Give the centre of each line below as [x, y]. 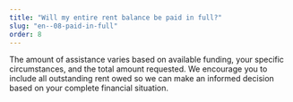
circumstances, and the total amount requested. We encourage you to [138, 69]
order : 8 [26, 34]
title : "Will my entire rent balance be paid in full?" [116, 17]
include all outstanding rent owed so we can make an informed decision [142, 79]
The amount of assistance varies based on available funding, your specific [147, 60]
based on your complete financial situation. [89, 88]
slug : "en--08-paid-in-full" [64, 26]
